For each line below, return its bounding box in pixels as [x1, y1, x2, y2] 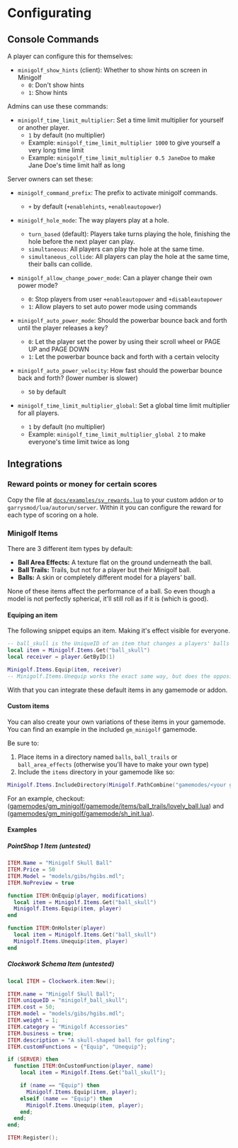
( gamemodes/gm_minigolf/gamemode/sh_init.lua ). [7, 809, 154, 818]
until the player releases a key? [17, 324, 108, 332]
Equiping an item [7, 611, 58, 619]
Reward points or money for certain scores [7, 479, 157, 489]
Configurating [7, 5, 92, 21]
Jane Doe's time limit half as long [28, 161, 125, 169]
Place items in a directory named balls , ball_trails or [17, 752, 178, 761]
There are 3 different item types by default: [7, 544, 133, 552]
